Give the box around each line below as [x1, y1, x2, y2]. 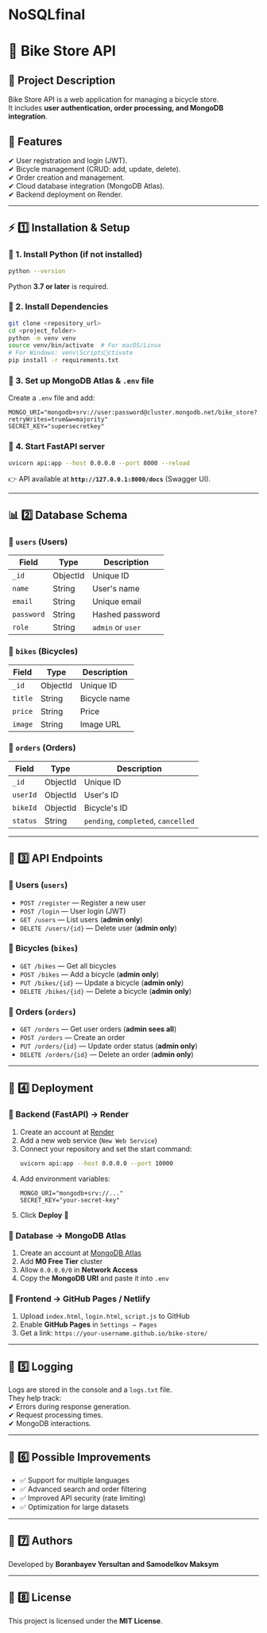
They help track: [8, 1393, 62, 1403]
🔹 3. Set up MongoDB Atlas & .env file [8, 376, 154, 387]
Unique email [92, 596, 141, 607]
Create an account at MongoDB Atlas [19, 1248, 141, 1257]
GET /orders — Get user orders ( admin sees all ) [19, 1024, 177, 1034]
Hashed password [92, 609, 161, 620]
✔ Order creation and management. [8, 173, 126, 182]
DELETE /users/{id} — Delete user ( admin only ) [19, 923, 177, 933]
